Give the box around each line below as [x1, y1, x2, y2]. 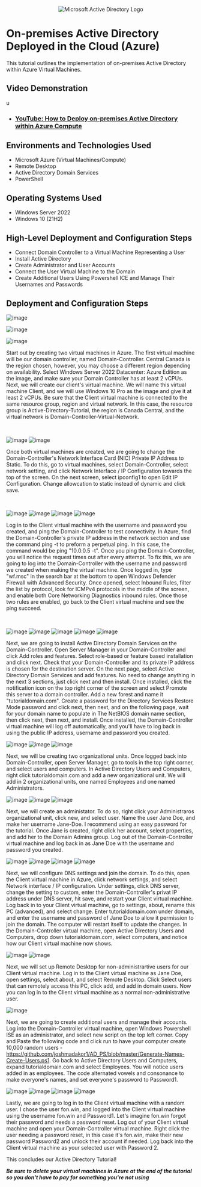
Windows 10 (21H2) [14, 215, 63, 223]
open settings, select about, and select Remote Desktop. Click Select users [6, 976, 192, 983]
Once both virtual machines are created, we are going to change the [6, 448, 175, 455]
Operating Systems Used [6, 193, 102, 203]
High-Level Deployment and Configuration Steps [6, 232, 193, 243]
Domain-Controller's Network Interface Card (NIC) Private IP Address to [6, 454, 184, 462]
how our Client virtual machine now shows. [6, 940, 113, 947]
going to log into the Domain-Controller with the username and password [6, 560, 187, 567]
